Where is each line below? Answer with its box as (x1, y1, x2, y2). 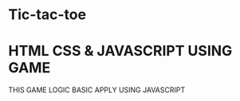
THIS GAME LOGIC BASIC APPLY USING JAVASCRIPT (8, 85, 186, 95)
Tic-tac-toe (8, 6, 86, 24)
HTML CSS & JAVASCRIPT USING (8, 42, 233, 60)
